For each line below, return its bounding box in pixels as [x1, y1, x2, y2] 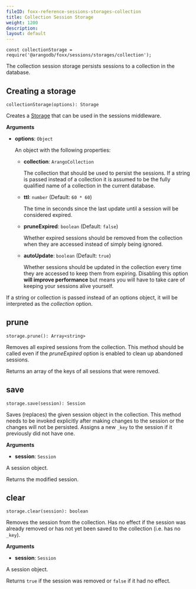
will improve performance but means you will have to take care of [23, 276, 185, 283]
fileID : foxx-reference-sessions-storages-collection [6, 8, 142, 15]
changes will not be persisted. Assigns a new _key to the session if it [6, 423, 172, 430]
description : [6, 25, 38, 31]
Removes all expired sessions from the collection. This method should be [6, 343, 184, 350]
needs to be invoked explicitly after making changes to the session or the [6, 417, 184, 424]
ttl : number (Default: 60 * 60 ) [23, 193, 93, 200]
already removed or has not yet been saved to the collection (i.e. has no [6, 525, 181, 532]
